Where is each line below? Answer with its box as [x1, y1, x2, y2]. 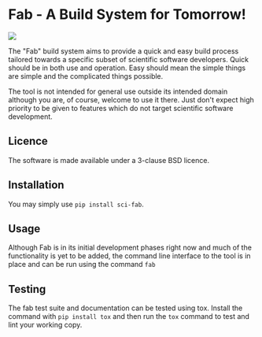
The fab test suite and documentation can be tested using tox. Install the [8, 303, 243, 313]
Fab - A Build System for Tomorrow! [8, 6, 246, 24]
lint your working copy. [8, 320, 83, 330]
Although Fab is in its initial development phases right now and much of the [8, 243, 252, 253]
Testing [8, 282, 46, 296]
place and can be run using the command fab [8, 260, 156, 269]
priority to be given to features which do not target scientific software [8, 103, 234, 113]
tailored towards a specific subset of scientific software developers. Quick [8, 54, 249, 64]
